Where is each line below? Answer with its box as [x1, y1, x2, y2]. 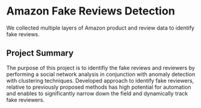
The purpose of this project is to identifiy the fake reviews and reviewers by [6, 64, 196, 71]
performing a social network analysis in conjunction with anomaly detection [6, 71, 196, 78]
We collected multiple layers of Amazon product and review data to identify [6, 24, 195, 31]
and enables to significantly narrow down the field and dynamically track [6, 89, 188, 97]
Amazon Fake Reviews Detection [6, 4, 175, 18]
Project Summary [6, 48, 74, 59]
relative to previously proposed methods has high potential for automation [6, 83, 191, 91]
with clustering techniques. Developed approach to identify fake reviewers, [6, 77, 194, 84]
